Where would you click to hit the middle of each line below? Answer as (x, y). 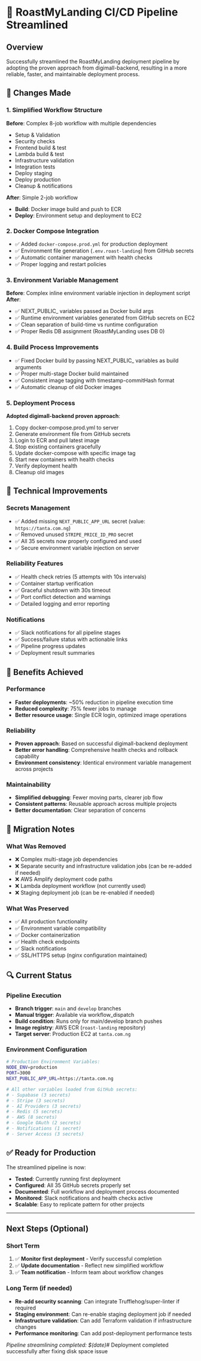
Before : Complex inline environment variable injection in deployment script (98, 293)
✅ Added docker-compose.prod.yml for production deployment (91, 244)
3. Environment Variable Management (62, 280)
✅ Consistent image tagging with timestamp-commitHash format (95, 380)
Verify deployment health (46, 466)
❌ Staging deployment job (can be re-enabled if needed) (85, 893)
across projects (34, 769)
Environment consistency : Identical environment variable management (103, 763)
